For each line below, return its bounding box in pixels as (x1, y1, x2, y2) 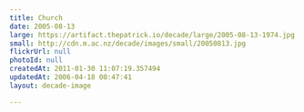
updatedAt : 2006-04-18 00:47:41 (9, 73, 132, 82)
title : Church (9, 13, 64, 23)
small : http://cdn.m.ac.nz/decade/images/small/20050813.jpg (9, 38, 247, 48)
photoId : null (9, 56, 64, 65)
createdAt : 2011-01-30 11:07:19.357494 (9, 65, 161, 74)
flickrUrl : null (9, 47, 71, 56)
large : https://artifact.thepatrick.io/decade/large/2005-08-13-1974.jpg (9, 30, 296, 39)
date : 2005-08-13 (9, 22, 76, 31)
